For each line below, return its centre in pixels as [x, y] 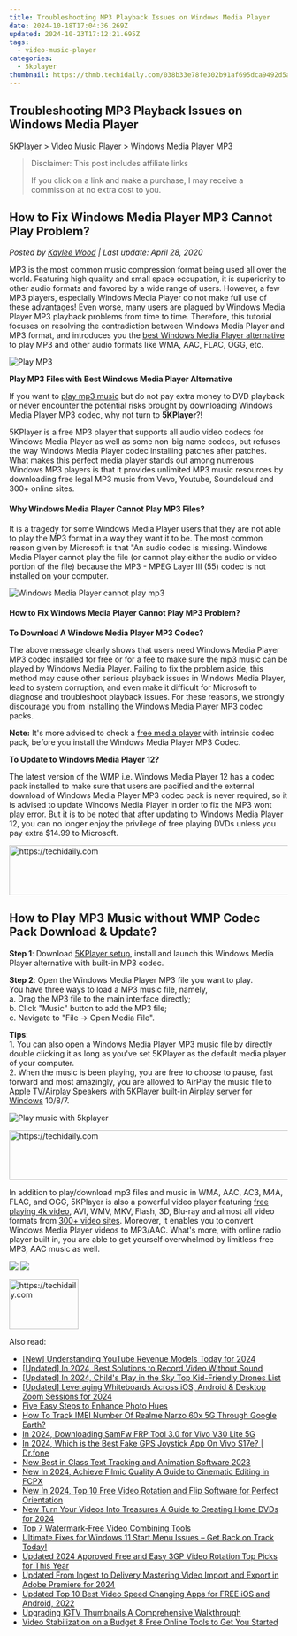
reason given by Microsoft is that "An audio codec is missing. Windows [138, 547]
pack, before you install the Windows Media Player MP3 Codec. [125, 742]
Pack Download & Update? [83, 932]
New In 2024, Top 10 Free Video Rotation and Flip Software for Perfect [150, 1490]
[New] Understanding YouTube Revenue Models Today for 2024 [139, 1358]
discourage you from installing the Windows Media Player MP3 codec [136, 706]
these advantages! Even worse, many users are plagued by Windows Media [147, 307]
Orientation [42, 1500]
